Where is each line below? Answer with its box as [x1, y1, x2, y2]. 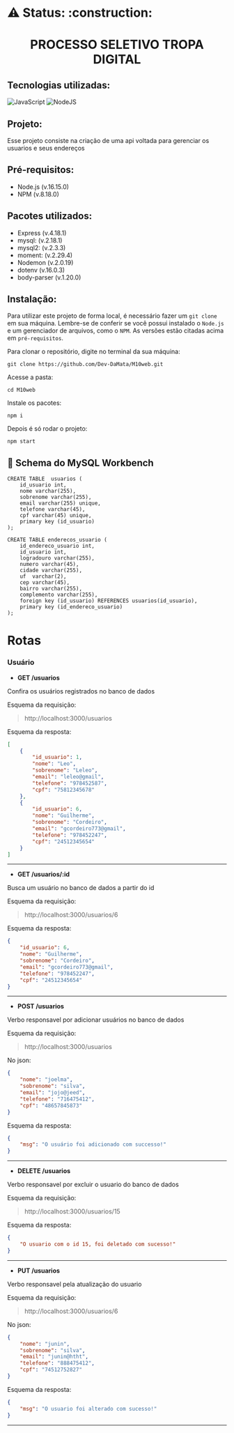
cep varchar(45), [19, 579, 70, 586]
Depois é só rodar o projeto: [7, 424, 88, 433]
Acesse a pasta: [7, 373, 54, 381]
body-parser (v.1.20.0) [17, 273, 81, 282]
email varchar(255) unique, [19, 500, 101, 507]
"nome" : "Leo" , [32, 760, 77, 767]
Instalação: [7, 293, 57, 305]
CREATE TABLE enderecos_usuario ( [7, 537, 108, 544]
